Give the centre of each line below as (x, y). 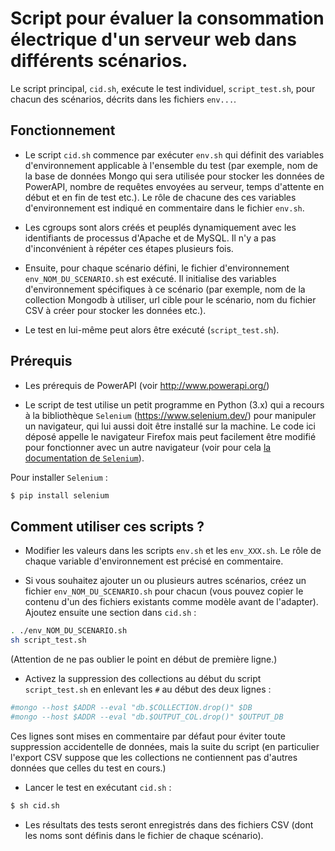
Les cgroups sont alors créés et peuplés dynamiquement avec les (160, 227)
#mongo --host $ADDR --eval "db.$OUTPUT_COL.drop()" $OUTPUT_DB (147, 717)
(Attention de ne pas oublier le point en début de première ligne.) (144, 659)
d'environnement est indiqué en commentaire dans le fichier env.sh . (164, 208)
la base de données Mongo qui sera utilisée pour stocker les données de (174, 176)
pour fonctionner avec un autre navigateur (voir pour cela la (148, 447)
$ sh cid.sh (35, 805)
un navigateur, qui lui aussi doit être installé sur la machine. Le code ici (170, 426)
